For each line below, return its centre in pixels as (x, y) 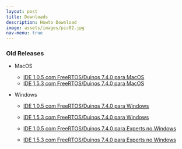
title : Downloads (27, 17)
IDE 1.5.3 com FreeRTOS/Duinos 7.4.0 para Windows (86, 118)
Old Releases (25, 54)
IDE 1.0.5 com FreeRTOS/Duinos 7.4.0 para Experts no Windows (100, 129)
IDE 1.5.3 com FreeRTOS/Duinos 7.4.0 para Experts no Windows (99, 140)
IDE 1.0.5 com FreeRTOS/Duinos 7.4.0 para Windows (86, 106)
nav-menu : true (24, 33)
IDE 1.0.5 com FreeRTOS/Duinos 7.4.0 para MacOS (84, 77)
